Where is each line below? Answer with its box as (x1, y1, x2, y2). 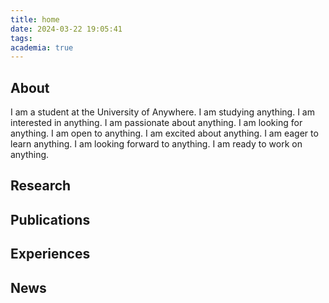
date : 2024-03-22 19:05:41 (10, 24, 123, 34)
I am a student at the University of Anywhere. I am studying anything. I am (10, 106, 315, 118)
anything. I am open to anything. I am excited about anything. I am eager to (10, 127, 319, 140)
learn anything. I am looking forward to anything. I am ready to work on (10, 138, 303, 150)
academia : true (10, 42, 74, 53)
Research (10, 177, 72, 195)
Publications (10, 211, 91, 228)
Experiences (10, 246, 91, 263)
